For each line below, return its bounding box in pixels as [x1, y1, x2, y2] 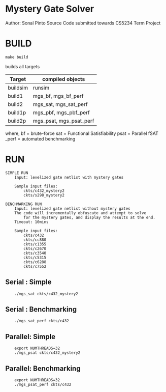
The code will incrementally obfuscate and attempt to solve [14, 210, 146, 215]
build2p [8, 117, 26, 124]
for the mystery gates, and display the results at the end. [23, 215, 156, 220]
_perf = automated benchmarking [5, 135, 76, 142]
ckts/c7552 [23, 264, 47, 269]
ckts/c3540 [23, 250, 47, 256]
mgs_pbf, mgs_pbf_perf [32, 109, 90, 116]
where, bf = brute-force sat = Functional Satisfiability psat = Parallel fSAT [5, 130, 159, 136]
